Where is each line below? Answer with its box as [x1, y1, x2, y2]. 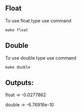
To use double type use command [5, 54, 77, 61]
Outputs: [5, 78, 34, 87]
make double [5, 65, 30, 70]
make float [5, 27, 28, 33]
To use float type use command [5, 17, 72, 23]
